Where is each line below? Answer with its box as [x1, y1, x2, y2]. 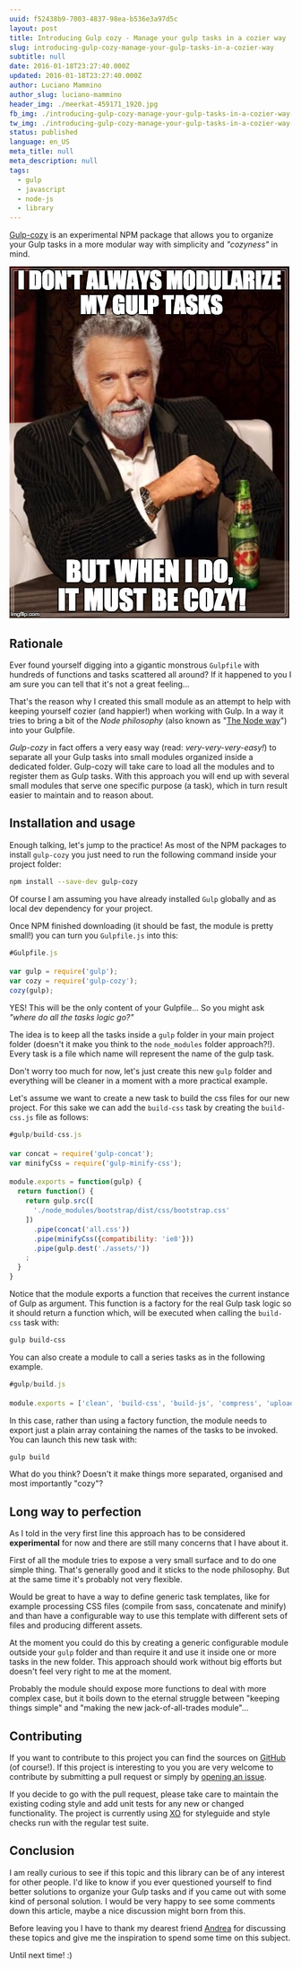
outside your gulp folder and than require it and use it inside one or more [9, 1647, 277, 1658]
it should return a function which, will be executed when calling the [9, 1308, 257, 1318]
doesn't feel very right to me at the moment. [9, 1666, 172, 1677]
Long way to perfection [9, 1504, 142, 1519]
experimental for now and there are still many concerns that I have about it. [9, 1537, 288, 1548]
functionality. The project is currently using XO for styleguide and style [9, 1808, 271, 1818]
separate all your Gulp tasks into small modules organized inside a [9, 751, 254, 762]
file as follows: [35, 1112, 90, 1122]
